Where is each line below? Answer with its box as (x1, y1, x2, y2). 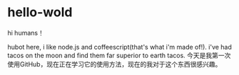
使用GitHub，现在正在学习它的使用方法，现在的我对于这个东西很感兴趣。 (7, 59, 222, 68)
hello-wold (7, 4, 73, 21)
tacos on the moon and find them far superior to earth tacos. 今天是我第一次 (7, 51, 231, 59)
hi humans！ (7, 28, 44, 37)
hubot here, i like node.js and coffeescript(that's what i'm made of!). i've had (7, 42, 232, 51)
